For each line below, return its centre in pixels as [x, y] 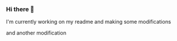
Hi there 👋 [20, 9]
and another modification [36, 33]
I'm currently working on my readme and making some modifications [88, 22]
